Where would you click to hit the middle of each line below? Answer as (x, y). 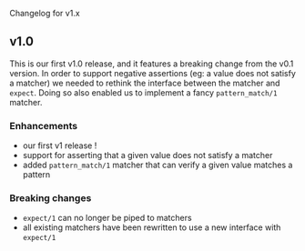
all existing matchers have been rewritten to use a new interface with (152, 227)
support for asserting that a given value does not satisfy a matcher (147, 156)
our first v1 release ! (60, 146)
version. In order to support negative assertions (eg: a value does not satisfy (152, 73)
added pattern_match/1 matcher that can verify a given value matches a (158, 165)
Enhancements (44, 125)
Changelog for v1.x (45, 13)
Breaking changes (51, 198)
